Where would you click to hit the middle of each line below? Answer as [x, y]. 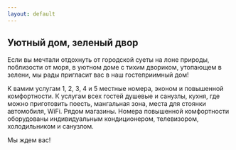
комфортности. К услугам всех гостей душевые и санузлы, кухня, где [114, 96]
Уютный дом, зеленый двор [73, 43]
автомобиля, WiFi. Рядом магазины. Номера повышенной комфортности [118, 112]
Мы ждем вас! [29, 140]
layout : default [31, 14]
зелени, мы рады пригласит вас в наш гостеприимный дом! [98, 75]
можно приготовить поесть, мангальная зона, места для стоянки [107, 104]
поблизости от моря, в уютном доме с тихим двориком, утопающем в [114, 68]
